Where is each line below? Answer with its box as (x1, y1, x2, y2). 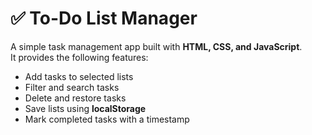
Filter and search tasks (24, 81, 120, 93)
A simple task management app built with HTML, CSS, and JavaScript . (10, 40, 303, 52)
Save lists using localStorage (24, 102, 147, 114)
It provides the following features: (10, 51, 149, 63)
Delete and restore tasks (24, 92, 127, 104)
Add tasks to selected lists (24, 70, 134, 82)
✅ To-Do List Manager (10, 7, 198, 30)
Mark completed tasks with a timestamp (24, 113, 190, 125)
